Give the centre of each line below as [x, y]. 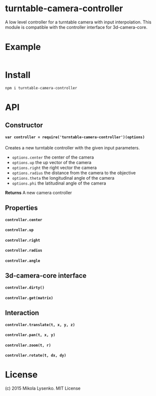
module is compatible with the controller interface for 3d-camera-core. [76, 27]
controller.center [24, 220]
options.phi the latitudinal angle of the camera [59, 183]
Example [23, 47]
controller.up [19, 230]
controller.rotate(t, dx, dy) [36, 355]
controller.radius [24, 250]
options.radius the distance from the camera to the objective [74, 173]
